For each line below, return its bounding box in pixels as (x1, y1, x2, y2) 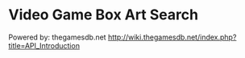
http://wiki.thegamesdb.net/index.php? (107, 32, 237, 42)
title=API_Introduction (8, 40, 81, 50)
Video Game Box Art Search (8, 6, 199, 24)
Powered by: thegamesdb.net (8, 32, 106, 42)
